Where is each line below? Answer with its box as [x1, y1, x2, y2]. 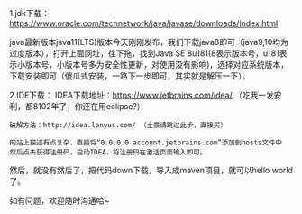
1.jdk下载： [9, 8, 50, 18]
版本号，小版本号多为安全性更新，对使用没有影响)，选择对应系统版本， [24, 60, 289, 70]
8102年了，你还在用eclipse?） [32, 101, 145, 111]
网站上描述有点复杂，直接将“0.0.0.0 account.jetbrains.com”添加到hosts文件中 [9, 138, 282, 147]
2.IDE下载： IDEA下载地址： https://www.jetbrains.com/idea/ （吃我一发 [9, 89, 275, 100]
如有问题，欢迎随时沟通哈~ [9, 195, 110, 206]
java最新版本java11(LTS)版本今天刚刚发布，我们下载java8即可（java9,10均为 [9, 37, 288, 47]
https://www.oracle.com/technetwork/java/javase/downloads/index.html [9, 18, 279, 29]
